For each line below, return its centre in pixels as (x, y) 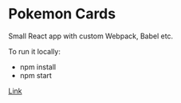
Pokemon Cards (62, 14)
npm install (38, 67)
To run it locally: (35, 51)
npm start (35, 75)
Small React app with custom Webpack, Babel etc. (91, 36)
